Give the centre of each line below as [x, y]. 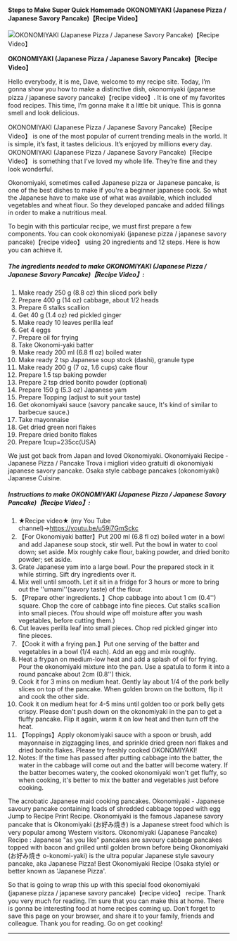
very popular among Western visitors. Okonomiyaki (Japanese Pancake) [113, 833]
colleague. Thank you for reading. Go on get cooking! [85, 923]
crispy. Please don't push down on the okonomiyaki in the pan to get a [120, 712]
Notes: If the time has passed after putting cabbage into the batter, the [120, 758]
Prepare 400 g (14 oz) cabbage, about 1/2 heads [88, 300]
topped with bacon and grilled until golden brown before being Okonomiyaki [118, 847]
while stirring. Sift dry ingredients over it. [77, 575]
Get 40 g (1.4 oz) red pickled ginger [70, 315]
